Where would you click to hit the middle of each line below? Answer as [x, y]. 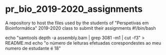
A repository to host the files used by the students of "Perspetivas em [77, 23]
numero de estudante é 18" [33, 48]
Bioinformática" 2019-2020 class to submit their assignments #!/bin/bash [80, 28]
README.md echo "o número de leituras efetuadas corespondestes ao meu [83, 43]
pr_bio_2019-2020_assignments [74, 9]
